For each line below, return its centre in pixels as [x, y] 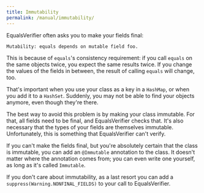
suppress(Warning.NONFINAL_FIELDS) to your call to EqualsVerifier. [89, 183]
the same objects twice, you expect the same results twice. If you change [99, 64]
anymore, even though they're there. [53, 102]
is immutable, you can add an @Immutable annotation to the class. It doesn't [101, 152]
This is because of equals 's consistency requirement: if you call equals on [100, 58]
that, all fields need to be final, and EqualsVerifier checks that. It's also [95, 121]
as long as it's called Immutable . [46, 165]
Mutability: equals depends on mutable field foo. [72, 47]
